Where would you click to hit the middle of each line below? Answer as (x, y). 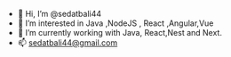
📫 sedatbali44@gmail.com (68, 43)
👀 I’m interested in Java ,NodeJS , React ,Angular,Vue (115, 23)
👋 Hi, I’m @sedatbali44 (60, 14)
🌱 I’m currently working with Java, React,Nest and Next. (119, 33)
